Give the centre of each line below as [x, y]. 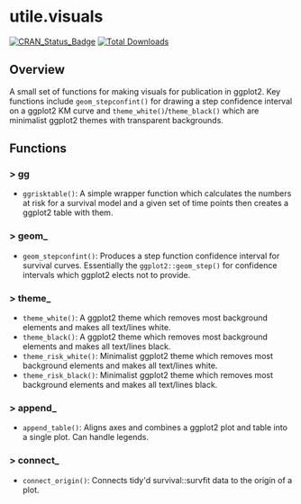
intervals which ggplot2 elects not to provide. [106, 274]
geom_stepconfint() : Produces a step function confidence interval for [151, 256]
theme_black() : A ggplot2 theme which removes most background [145, 337]
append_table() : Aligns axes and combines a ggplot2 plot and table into [155, 427]
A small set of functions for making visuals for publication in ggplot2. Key [145, 91]
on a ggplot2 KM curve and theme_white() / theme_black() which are [134, 111]
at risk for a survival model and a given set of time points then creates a [155, 203]
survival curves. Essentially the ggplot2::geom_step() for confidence [150, 265]
